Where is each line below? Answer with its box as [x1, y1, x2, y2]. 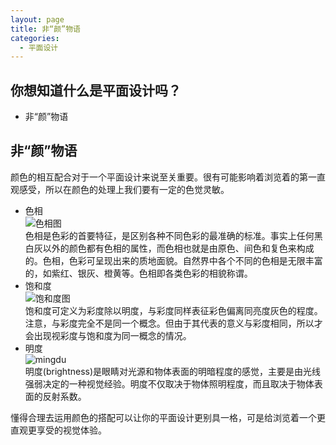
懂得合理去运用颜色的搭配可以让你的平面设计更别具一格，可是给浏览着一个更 [10, 411, 326, 423]
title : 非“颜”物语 [10, 24, 82, 34]
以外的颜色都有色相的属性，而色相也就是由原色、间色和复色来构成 [42, 242, 315, 254]
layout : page [10, 14, 65, 25]
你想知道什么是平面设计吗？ [10, 82, 182, 99]
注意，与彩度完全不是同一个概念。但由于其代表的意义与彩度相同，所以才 [24, 317, 323, 329]
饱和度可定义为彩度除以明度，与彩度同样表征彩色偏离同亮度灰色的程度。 [24, 304, 323, 316]
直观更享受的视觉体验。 [10, 424, 107, 436]
